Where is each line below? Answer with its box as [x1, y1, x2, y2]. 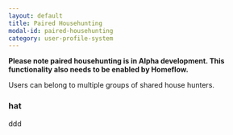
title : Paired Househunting [8, 19, 103, 27]
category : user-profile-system [8, 34, 114, 43]
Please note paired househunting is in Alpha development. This [8, 56, 225, 66]
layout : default [8, 11, 63, 20]
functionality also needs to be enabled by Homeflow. [8, 65, 189, 75]
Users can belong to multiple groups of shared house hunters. [8, 80, 215, 90]
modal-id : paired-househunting [8, 27, 114, 35]
